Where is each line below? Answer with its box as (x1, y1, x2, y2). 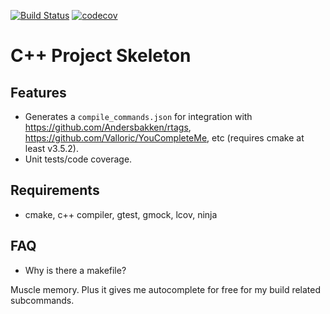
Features (10, 84, 67, 101)
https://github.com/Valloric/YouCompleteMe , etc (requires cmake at (24, 132, 305, 144)
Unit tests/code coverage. (24, 153, 133, 165)
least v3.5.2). (24, 143, 79, 154)
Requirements (10, 182, 100, 199)
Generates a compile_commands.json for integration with (24, 111, 253, 122)
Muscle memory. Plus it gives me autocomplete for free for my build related (10, 283, 322, 295)
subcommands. (10, 294, 75, 306)
